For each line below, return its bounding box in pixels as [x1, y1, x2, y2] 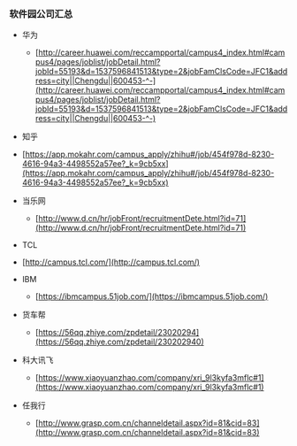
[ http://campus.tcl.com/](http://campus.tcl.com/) [21, 257, 201, 267]
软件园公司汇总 [9, 7, 73, 19]
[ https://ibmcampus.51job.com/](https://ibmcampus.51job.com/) [34, 291, 269, 302]
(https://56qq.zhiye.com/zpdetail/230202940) [34, 336, 205, 347]
